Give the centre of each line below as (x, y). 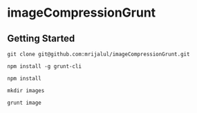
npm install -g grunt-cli (44, 67)
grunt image (24, 103)
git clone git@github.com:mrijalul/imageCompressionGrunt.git (98, 54)
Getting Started (41, 38)
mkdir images (26, 91)
